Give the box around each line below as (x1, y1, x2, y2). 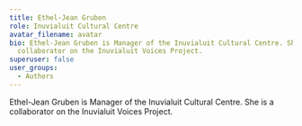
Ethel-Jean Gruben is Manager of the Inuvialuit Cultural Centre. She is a (9, 96, 274, 107)
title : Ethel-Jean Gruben (9, 13, 106, 22)
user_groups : (9, 64, 58, 73)
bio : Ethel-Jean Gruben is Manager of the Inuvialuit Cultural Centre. (9, 38, 283, 48)
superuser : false (9, 55, 75, 64)
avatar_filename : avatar (9, 30, 102, 39)
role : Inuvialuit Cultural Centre (9, 22, 139, 31)
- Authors (17, 72, 54, 81)
